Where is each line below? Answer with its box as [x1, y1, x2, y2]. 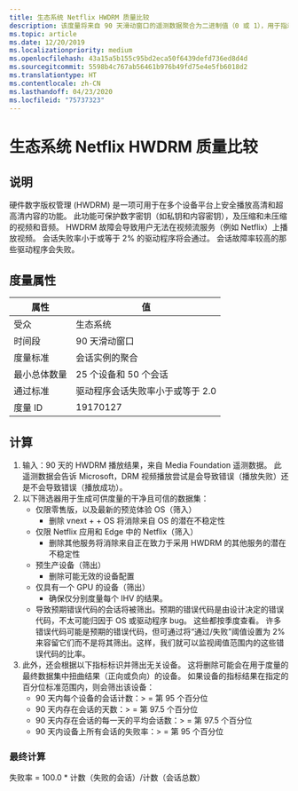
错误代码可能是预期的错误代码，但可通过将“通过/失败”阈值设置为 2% [35, 627, 286, 637]
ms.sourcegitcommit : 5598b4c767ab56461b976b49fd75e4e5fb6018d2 [9, 63, 248, 72]
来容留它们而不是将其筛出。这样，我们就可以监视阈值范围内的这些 [35, 637, 277, 648]
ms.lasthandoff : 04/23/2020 [9, 87, 114, 96]
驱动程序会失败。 [16, 244, 80, 255]
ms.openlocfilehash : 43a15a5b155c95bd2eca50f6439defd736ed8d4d [9, 54, 248, 63]
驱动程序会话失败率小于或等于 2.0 [75, 385, 217, 398]
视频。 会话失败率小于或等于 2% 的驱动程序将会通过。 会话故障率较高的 [16, 233, 279, 244]
